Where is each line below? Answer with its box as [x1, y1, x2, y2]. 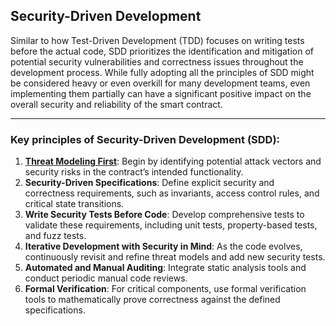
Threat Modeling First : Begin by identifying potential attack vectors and [24, 155, 322, 168]
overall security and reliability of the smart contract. [10, 98, 223, 110]
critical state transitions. [24, 198, 125, 210]
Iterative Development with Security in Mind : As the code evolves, [24, 240, 303, 253]
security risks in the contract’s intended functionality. [24, 166, 244, 178]
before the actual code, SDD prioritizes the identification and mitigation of [10, 45, 315, 57]
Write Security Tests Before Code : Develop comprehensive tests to [24, 209, 305, 221]
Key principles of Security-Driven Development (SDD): [10, 132, 281, 146]
